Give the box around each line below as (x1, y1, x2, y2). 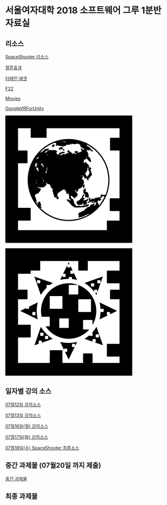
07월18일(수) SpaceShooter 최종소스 (5, 444, 80, 451)
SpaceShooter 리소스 (5, 54, 49, 60)
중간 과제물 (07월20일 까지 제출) (5, 461, 102, 470)
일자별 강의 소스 (5, 387, 52, 395)
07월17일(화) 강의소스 (5, 434, 48, 440)
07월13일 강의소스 (5, 412, 42, 418)
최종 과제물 (5, 492, 38, 501)
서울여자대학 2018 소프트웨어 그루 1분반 (5, 5, 161, 16)
